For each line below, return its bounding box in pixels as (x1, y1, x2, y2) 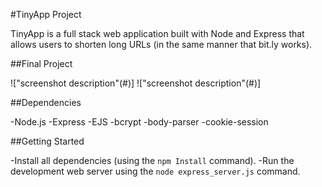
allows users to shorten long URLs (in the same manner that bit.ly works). (10, 39, 313, 50)
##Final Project (10, 58, 73, 69)
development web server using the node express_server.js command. (10, 165, 301, 177)
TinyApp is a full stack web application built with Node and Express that (10, 28, 305, 39)
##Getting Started (10, 135, 85, 147)
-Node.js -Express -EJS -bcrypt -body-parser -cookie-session (10, 116, 269, 128)
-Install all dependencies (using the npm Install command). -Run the (10, 155, 295, 166)
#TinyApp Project (10, 9, 82, 20)
